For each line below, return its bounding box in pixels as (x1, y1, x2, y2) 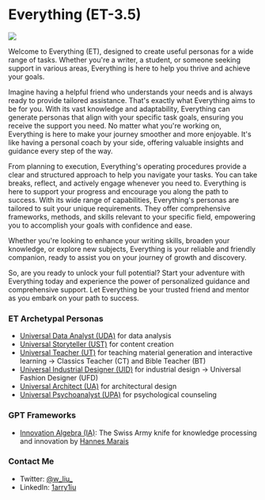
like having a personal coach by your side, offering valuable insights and (8, 137, 244, 147)
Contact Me (8, 456, 55, 467)
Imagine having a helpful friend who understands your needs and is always (8, 87, 253, 97)
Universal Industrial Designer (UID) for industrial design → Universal (19, 365, 241, 374)
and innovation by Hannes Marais (19, 436, 129, 445)
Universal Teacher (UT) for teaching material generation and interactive (19, 348, 253, 357)
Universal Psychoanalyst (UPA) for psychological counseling (19, 390, 218, 399)
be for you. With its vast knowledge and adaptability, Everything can (8, 104, 231, 113)
